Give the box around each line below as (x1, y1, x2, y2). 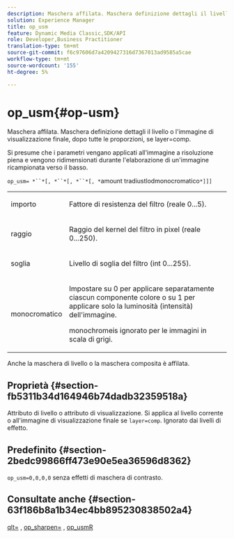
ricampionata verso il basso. (7, 163, 88, 171)
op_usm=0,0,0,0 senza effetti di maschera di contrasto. (7, 473, 164, 482)
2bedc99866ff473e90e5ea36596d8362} (7, 454, 192, 467)
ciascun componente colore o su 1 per (69, 293, 196, 302)
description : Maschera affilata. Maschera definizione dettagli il (7, 10, 208, 17)
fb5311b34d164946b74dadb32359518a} (7, 390, 188, 402)
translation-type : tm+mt (7, 43, 79, 49)
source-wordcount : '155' (7, 62, 79, 69)
